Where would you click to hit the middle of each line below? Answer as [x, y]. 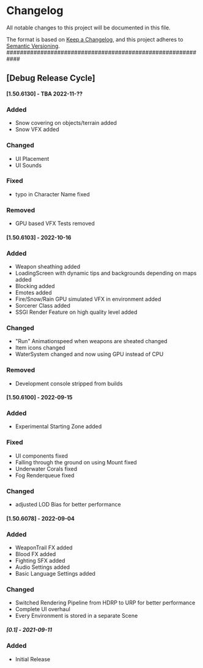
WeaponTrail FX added [44, 547]
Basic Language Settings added [55, 573]
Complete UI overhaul [42, 609]
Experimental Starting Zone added [58, 426]
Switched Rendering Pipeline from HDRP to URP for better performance [105, 603]
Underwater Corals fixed [46, 469]
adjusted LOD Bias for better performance [68, 505]
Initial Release [33, 659]
